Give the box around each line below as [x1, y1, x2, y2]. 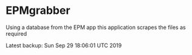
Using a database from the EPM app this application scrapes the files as [5, 24, 186, 31]
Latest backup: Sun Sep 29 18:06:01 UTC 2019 [5, 42, 122, 49]
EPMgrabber [5, 4, 70, 18]
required [5, 30, 27, 37]
